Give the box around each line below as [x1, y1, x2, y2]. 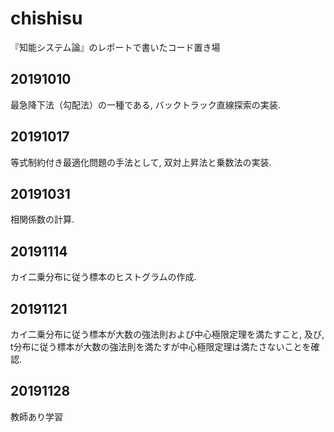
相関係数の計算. [10, 213, 75, 226]
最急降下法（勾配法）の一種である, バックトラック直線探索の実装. [10, 98, 281, 111]
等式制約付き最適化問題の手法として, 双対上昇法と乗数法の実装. [10, 156, 272, 168]
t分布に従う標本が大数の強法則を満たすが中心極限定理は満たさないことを [10, 341, 312, 352]
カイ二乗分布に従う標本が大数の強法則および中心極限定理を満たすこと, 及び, [10, 328, 325, 340]
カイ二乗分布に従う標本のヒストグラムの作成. [10, 271, 197, 283]
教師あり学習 [10, 410, 63, 422]
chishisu [10, 7, 83, 30]
